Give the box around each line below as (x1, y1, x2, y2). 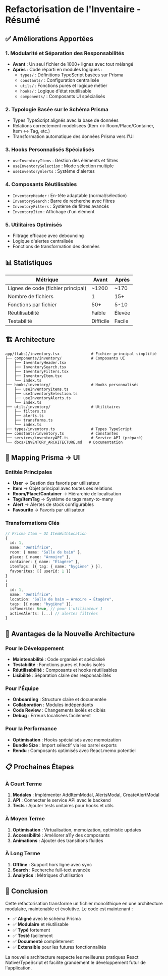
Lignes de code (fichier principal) (8, 285, 87, 292)
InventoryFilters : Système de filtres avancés (12, 203, 109, 209)
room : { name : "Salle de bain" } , (10, 550, 82, 555)
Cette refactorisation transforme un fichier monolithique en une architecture (5, 900, 163, 906)
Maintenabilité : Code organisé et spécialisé (12, 656, 105, 662)
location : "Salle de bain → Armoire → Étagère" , (10, 596, 114, 602)
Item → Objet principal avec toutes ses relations (12, 485, 113, 491)
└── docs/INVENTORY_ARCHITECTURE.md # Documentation (5, 440, 123, 445)
